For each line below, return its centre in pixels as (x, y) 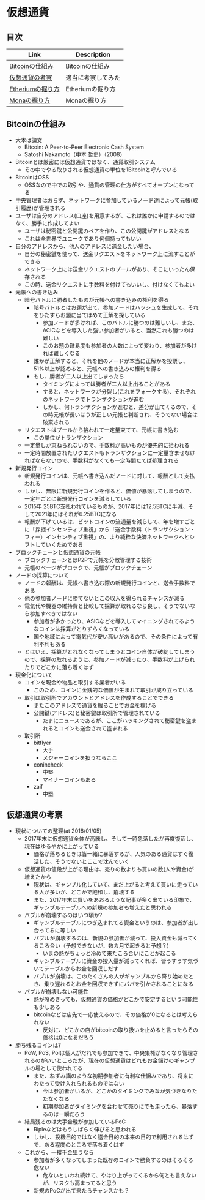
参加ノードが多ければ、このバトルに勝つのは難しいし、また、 (120, 323)
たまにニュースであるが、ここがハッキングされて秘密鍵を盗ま (120, 721)
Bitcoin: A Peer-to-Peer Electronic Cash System (84, 147)
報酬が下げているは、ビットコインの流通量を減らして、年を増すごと (110, 522)
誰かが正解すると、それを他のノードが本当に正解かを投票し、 (111, 361)
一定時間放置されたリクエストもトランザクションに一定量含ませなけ (110, 452)
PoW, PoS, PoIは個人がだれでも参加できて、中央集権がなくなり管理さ (111, 1052)
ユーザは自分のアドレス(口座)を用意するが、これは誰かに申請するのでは (105, 216)
